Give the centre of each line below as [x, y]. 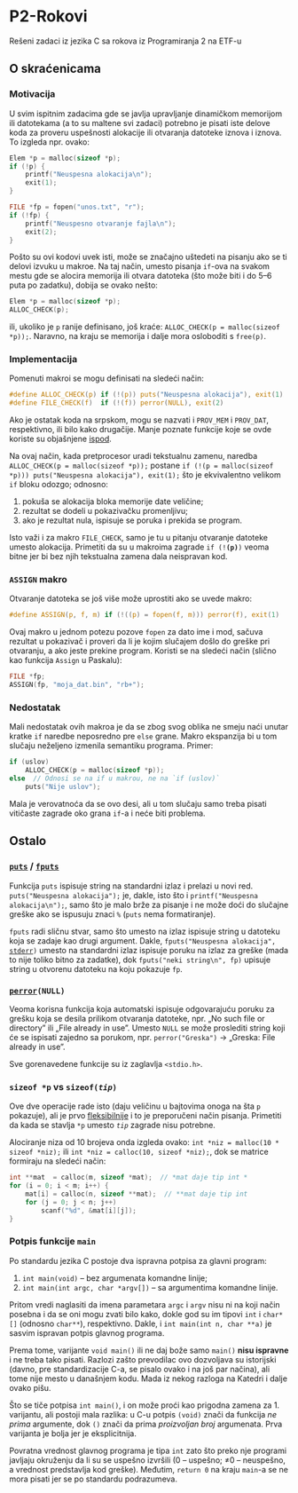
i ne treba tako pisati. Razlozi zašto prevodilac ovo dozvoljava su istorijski [143, 1359]
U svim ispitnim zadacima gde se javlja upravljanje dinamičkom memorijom [145, 114]
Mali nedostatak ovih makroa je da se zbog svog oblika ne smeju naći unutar [149, 727]
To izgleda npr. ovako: [50, 142]
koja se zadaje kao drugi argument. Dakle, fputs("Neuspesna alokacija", [143, 940]
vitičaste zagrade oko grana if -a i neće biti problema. [107, 813]
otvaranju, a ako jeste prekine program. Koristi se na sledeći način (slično [143, 651]
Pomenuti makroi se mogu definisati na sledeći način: [106, 378]
